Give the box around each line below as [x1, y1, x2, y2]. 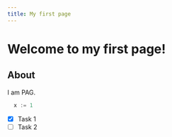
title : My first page [7, 10, 71, 18]
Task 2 [17, 122, 38, 131]
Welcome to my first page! [7, 40, 166, 57]
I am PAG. [7, 88, 36, 97]
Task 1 [17, 114, 37, 123]
